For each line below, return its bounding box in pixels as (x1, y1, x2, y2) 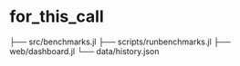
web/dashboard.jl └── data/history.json (9, 45, 160, 56)
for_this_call (9, 6, 104, 27)
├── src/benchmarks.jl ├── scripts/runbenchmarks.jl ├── (9, 36, 231, 47)
